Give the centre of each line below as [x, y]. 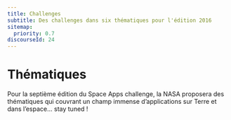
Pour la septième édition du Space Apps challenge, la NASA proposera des [116, 94]
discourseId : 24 [31, 40]
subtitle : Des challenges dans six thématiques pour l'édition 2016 [110, 20]
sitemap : [20, 27]
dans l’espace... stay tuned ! [48, 109]
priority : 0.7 [34, 33]
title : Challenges [34, 14]
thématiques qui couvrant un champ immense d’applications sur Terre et [112, 102]
